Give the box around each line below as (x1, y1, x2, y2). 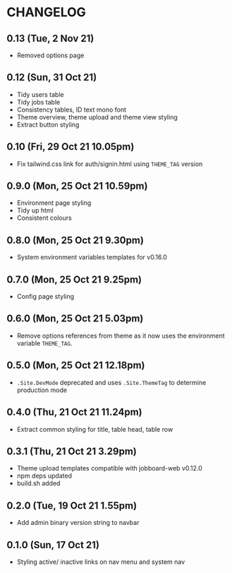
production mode (16, 386, 68, 394)
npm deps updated (16, 471, 72, 480)
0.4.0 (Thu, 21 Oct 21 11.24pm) (6, 406, 142, 418)
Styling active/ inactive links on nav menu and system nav (16, 557, 185, 566)
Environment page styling (16, 199, 92, 207)
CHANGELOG (6, 4, 86, 20)
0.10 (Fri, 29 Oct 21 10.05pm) (6, 141, 135, 153)
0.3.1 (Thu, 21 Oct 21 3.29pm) (6, 445, 137, 457)
